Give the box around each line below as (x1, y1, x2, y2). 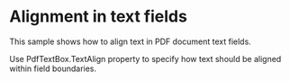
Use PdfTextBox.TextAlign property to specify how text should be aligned (9, 53, 282, 64)
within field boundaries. (9, 63, 97, 74)
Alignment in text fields (9, 6, 187, 27)
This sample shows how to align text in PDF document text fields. (9, 36, 252, 47)
